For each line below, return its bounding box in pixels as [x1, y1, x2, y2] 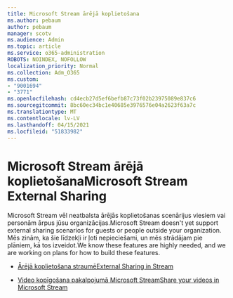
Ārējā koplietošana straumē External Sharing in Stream [17, 262, 174, 271]
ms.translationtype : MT [7, 108, 77, 115]
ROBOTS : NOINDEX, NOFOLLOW [7, 56, 86, 63]
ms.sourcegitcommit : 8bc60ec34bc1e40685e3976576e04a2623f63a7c [7, 102, 197, 109]
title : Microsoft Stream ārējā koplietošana [7, 10, 140, 18]
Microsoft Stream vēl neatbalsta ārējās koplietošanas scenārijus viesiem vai [7, 212, 226, 220]
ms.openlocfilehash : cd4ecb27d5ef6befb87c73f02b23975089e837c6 [7, 96, 197, 103]
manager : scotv [7, 30, 52, 37]
